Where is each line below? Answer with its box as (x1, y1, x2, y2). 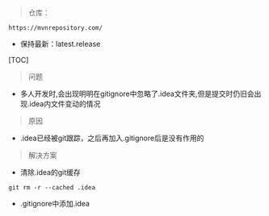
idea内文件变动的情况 (29, 99, 101, 108)
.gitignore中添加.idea (19, 199, 90, 208)
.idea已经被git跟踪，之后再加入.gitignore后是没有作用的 (19, 133, 204, 143)
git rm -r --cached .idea (8, 184, 95, 192)
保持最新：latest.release (19, 39, 101, 48)
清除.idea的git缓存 (19, 168, 81, 177)
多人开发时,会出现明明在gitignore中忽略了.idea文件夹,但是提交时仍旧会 (19, 89, 254, 98)
